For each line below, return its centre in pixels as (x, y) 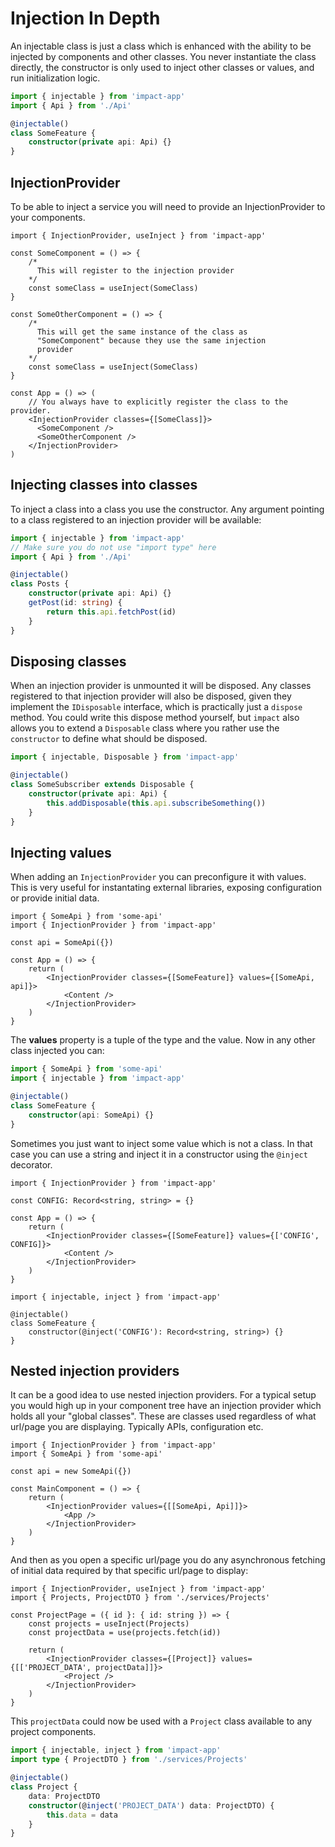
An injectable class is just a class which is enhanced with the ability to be (161, 46)
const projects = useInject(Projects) (109, 1624)
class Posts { (40, 584)
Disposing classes (68, 661)
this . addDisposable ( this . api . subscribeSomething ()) (156, 803)
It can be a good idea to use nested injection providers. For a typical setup (163, 1395)
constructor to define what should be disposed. (109, 739)
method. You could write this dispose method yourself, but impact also (155, 718)
